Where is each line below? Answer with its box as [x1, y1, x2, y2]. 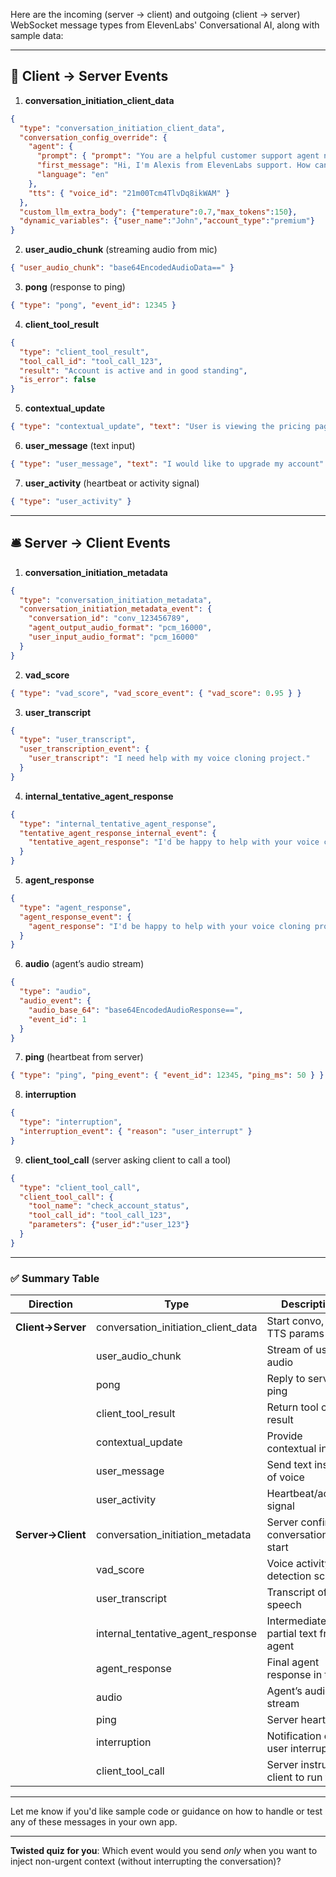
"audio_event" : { [19, 996, 92, 1006]
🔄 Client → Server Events [10, 68, 169, 85]
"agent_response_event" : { [19, 912, 132, 922]
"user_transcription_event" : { [19, 744, 150, 754]
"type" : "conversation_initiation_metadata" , [19, 595, 213, 605]
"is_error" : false [19, 375, 97, 385]
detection [266, 1569, 312, 1583]
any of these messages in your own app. [10, 1816, 178, 1828]
